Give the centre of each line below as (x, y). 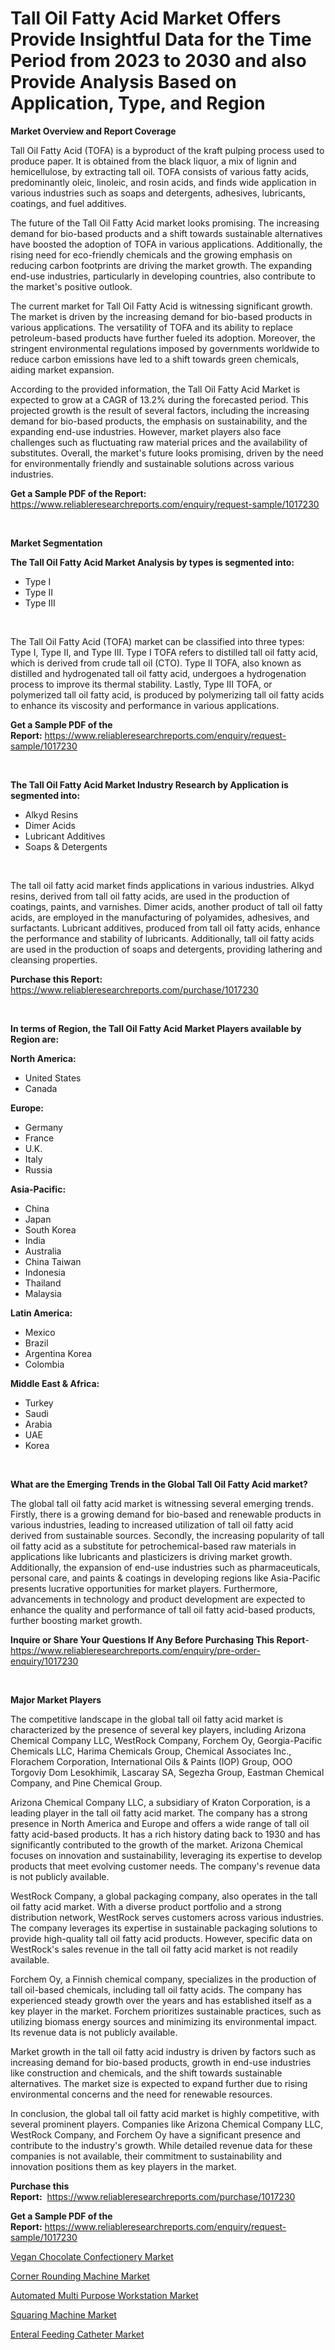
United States (53, 1078)
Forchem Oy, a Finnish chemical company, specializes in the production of (163, 1979)
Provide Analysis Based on (123, 82)
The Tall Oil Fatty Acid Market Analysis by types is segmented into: (152, 562)
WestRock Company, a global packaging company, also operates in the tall (164, 1896)
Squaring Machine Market (63, 2314)
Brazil (36, 1343)
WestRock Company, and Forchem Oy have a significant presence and (155, 2134)
